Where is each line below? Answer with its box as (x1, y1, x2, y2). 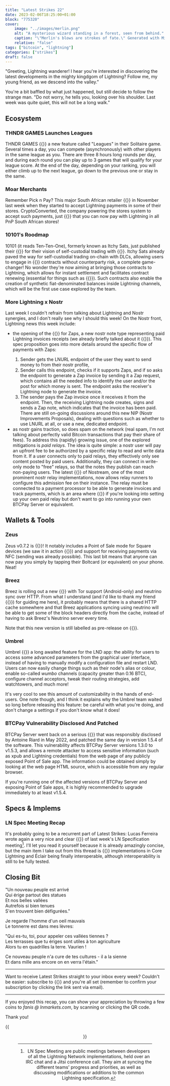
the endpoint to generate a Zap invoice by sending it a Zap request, (20, 372, 161, 378)
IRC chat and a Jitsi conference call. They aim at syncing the (25, 1059, 152, 1065)
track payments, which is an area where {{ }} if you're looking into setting (12, 490, 164, 496)
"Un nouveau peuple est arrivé (5, 886, 69, 892)
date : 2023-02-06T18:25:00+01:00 (5, 12, 76, 17)
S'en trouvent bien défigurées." (5, 908, 70, 914)
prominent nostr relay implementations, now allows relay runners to (12, 474, 153, 480)
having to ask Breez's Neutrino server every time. (5, 615, 109, 621)
